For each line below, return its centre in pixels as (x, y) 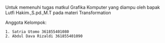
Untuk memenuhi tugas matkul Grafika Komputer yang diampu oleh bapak (82, 7)
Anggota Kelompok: (26, 23)
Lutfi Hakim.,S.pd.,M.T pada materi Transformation (58, 13)
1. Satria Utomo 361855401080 (37, 32)
